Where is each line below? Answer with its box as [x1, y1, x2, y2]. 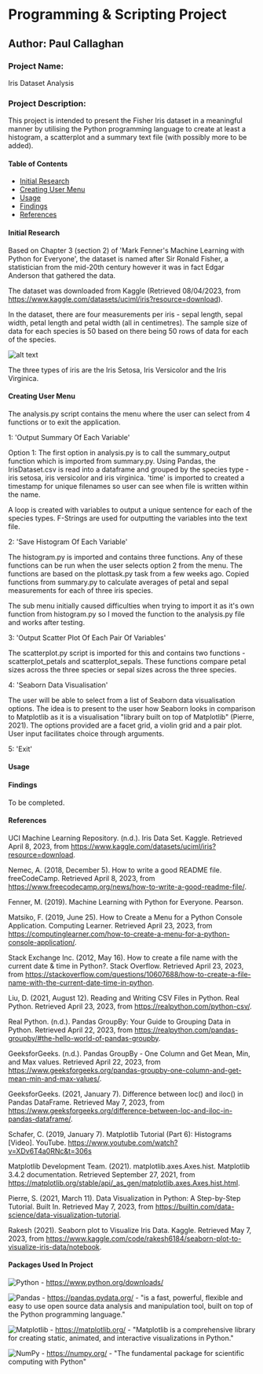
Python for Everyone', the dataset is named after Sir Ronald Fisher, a [8, 254, 229, 263]
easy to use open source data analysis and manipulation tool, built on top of [8, 1301, 254, 1310]
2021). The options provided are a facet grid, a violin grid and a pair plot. [8, 720, 243, 730]
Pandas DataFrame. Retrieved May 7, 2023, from [8, 1097, 165, 1107]
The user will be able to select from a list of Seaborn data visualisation [8, 695, 236, 705]
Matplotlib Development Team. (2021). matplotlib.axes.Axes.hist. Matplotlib [8, 1161, 250, 1171]
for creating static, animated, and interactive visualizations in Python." [8, 1333, 234, 1343]
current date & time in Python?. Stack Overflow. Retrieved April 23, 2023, [8, 961, 244, 970]
